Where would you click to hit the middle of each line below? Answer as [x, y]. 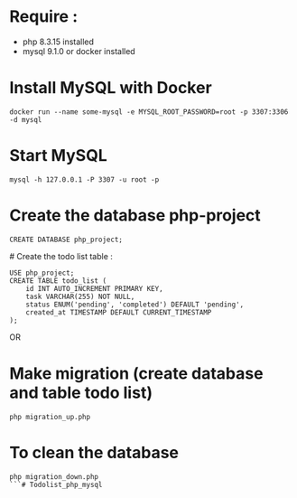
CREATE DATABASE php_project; [66, 240]
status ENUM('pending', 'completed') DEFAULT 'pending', [135, 305]
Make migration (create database [136, 373]
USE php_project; [42, 273]
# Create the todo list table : [61, 256]
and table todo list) [81, 393]
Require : [44, 17]
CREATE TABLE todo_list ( [58, 281]
